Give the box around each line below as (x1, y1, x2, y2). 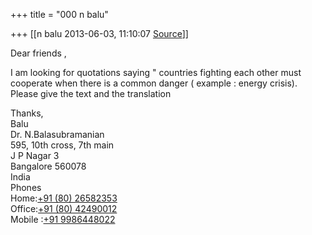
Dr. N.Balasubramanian (10, 129, 105, 140)
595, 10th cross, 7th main (10, 139, 115, 151)
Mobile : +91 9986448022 (10, 214, 116, 225)
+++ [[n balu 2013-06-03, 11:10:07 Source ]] (10, 28, 189, 39)
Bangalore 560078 (10, 160, 87, 172)
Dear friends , (10, 47, 67, 59)
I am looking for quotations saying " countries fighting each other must (10, 67, 302, 78)
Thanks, (10, 107, 44, 119)
